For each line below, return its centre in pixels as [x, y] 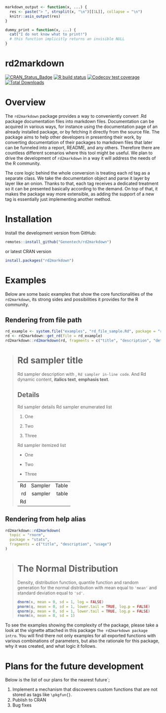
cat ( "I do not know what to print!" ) [48, 35]
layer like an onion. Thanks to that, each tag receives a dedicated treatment [82, 183]
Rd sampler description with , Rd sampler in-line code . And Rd [82, 374]
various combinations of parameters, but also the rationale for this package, [82, 641]
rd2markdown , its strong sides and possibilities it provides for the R [72, 299]
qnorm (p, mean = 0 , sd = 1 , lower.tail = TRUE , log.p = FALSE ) [84, 611]
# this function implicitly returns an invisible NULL [67, 39]
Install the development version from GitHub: [51, 233]
